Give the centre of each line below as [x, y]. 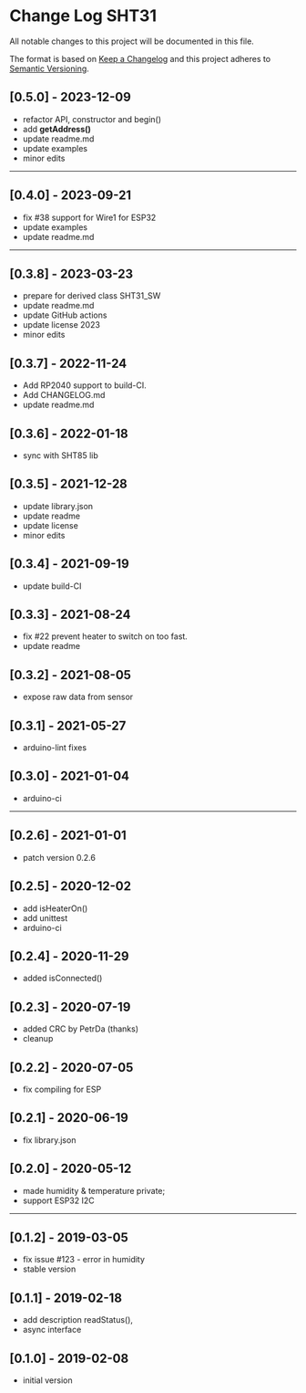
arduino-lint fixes [55, 748]
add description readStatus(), [78, 1320]
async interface [52, 1330]
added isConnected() [62, 979]
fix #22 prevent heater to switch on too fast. [105, 636]
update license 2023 [61, 325]
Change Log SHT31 [83, 16]
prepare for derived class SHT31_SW [92, 296]
